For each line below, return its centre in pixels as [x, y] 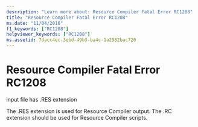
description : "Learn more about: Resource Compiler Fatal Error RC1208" [100, 12]
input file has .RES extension [42, 99]
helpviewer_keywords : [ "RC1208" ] [48, 34]
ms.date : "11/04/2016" [35, 23]
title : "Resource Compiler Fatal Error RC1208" [67, 18]
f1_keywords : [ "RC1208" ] [37, 29]
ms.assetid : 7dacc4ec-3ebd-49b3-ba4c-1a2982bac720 [71, 40]
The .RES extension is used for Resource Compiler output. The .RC [89, 111]
